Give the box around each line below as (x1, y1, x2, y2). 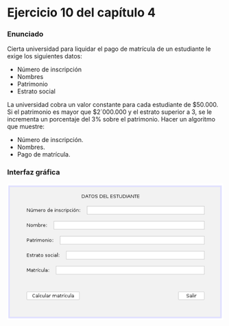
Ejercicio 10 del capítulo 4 (7, 5, 156, 21)
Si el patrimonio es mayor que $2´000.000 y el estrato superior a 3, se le (7, 108, 213, 116)
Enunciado (7, 30, 44, 39)
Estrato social (16, 87, 56, 95)
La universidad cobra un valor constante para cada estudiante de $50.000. (7, 101, 219, 109)
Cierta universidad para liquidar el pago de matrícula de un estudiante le (7, 45, 211, 53)
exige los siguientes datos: (7, 52, 82, 60)
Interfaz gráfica (7, 167, 60, 177)
